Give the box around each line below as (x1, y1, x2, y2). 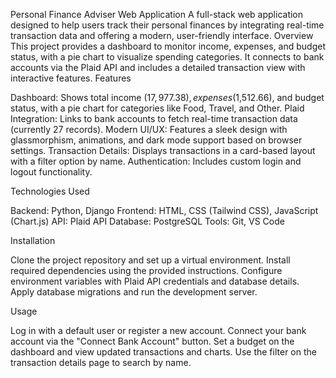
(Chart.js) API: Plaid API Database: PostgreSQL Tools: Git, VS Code (10, 215, 285, 227)
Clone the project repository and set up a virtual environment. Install (10, 254, 291, 266)
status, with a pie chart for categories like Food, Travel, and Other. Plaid (10, 102, 305, 114)
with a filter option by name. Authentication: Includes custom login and (10, 155, 302, 167)
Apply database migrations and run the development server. (10, 286, 258, 298)
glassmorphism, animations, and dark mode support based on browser (10, 134, 303, 146)
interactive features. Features (10, 72, 132, 84)
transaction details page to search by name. (10, 357, 192, 368)
